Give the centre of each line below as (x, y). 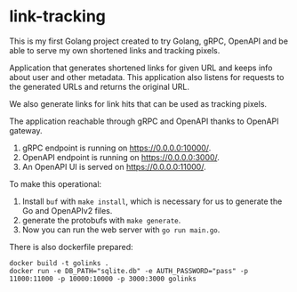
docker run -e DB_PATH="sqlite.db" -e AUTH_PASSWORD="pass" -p (129, 271)
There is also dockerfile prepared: (71, 247)
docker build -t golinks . (59, 263)
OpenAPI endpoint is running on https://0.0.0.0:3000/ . (121, 157)
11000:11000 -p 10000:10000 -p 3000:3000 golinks (103, 279)
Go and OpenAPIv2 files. (67, 210)
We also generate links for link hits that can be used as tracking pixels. (138, 103)
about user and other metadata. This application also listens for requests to (147, 77)
